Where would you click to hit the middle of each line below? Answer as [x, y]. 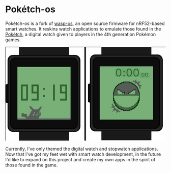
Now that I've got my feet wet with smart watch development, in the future [83, 154]
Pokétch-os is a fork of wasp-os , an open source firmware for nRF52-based [85, 23]
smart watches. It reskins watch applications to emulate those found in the [83, 28]
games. [13, 40]
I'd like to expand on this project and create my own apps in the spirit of [80, 160]
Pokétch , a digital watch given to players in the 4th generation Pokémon [81, 34]
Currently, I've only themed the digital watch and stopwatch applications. [82, 149]
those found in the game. [32, 165]
